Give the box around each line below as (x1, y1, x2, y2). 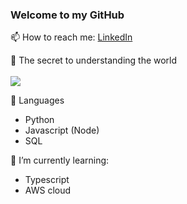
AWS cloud (24, 184, 72, 197)
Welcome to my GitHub (10, 8, 125, 22)
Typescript (24, 174, 70, 186)
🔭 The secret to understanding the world (10, 54, 178, 67)
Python (24, 114, 55, 126)
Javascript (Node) (24, 124, 100, 137)
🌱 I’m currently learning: (10, 154, 110, 167)
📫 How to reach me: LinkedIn (10, 31, 133, 43)
